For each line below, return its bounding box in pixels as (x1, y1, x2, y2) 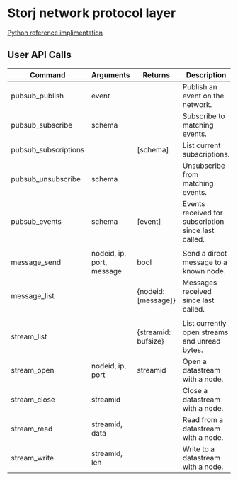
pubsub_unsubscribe (11, 174, 81, 183)
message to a (182, 257, 228, 267)
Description (186, 69, 227, 79)
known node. (182, 266, 226, 276)
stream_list (11, 332, 47, 341)
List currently (182, 318, 227, 328)
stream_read (11, 424, 53, 434)
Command (29, 69, 66, 79)
